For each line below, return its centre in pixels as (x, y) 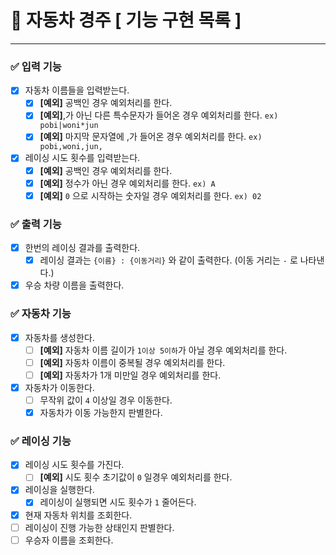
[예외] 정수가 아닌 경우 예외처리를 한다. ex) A (127, 183)
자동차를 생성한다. (59, 337)
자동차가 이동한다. (59, 387)
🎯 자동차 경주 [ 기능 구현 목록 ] (126, 20)
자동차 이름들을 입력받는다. (77, 90)
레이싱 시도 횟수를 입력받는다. (82, 158)
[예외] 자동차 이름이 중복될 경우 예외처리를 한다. (132, 362)
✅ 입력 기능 (36, 66)
